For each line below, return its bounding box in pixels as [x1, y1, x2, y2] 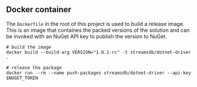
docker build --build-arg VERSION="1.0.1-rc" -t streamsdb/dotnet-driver [6, 49, 192, 55]
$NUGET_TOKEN [6, 75, 38, 81]
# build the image [6, 44, 51, 50]
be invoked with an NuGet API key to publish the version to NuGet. [6, 32, 167, 40]
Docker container [6, 5, 72, 15]
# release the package [6, 65, 62, 71]
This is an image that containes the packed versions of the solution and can [6, 26, 190, 34]
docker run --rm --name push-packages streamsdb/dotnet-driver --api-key [6, 70, 192, 76]
